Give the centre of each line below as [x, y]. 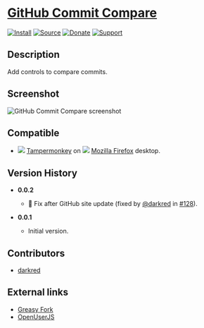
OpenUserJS [36, 317]
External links [38, 292]
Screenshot [33, 94]
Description [33, 55]
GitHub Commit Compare [82, 13]
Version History [42, 173]
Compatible [33, 133]
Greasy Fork [35, 309]
